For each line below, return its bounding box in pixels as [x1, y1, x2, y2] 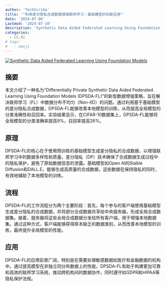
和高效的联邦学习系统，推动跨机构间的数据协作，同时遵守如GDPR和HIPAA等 [5, 269, 160, 275]
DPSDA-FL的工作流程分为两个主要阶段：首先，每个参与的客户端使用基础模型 [5, 203, 161, 208]
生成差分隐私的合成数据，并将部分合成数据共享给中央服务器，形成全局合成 [5, 208, 157, 215]
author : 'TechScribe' [5, 7, 50, 12]
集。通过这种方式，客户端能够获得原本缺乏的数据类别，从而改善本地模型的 [5, 221, 157, 227]
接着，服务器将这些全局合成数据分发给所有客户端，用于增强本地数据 [18, 215, 157, 221]
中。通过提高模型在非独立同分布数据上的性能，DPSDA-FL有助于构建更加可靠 [5, 263, 161, 269]
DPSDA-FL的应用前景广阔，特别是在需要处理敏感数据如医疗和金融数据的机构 [5, 257, 161, 263]
